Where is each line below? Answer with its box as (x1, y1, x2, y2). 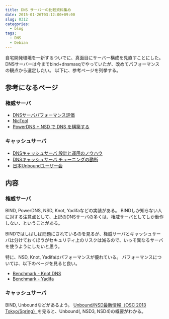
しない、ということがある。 (5, 220, 63, 226)
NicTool (12, 118, 29, 124)
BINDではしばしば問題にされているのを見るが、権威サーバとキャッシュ (5, 231, 152, 237)
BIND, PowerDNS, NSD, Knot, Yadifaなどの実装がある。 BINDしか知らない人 (5, 208, 162, 214)
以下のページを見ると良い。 (22, 261, 80, 267)
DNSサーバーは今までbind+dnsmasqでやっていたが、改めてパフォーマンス (5, 61, 160, 67)
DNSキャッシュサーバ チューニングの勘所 (12, 156, 99, 162)
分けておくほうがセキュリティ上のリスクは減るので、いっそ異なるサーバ (14, 237, 163, 243)
